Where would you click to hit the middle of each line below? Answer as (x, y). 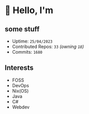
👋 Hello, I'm (29, 10)
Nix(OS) (20, 91)
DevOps (20, 85)
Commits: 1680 (27, 52)
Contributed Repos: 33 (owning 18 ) (48, 47)
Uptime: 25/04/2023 (32, 41)
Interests (19, 68)
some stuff (22, 29)
